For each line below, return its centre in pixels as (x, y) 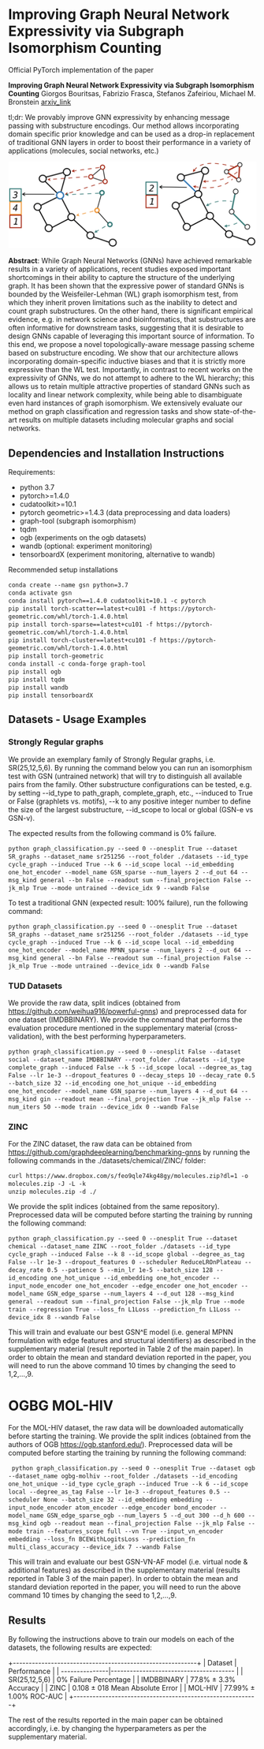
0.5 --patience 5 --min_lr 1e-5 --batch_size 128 (130, 1270)
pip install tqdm (37, 680)
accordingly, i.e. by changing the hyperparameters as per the (108, 1728)
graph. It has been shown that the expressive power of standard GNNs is (126, 286)
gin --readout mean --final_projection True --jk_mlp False (141, 1099)
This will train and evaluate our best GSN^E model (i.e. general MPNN (121, 1332)
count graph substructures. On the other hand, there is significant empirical (131, 311)
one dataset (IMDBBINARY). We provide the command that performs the (125, 1020)
